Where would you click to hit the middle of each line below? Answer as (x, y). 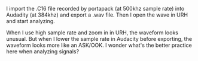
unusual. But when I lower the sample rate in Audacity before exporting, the (99, 39)
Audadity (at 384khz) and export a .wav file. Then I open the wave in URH (97, 15)
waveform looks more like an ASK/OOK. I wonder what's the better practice (99, 45)
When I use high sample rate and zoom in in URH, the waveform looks (92, 33)
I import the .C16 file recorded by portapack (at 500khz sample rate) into (95, 9)
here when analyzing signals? (43, 52)
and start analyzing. (31, 21)
